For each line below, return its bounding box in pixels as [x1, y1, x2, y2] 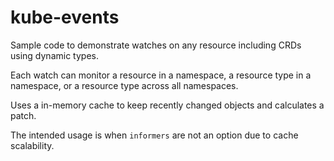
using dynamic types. [10, 49, 99, 61]
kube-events [10, 6, 120, 29]
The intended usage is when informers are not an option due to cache [10, 129, 299, 141]
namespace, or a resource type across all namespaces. [10, 79, 239, 91]
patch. [10, 109, 37, 121]
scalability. [10, 139, 55, 151]
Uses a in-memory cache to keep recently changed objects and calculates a [10, 99, 325, 111]
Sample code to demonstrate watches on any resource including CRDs [10, 39, 302, 51]
